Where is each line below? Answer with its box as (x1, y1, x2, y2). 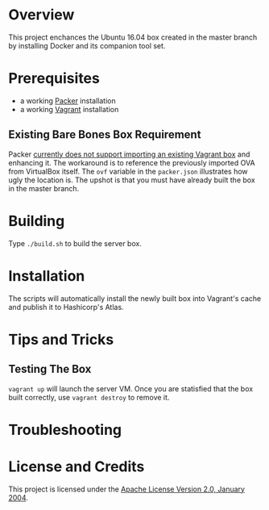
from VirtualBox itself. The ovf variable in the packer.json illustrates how (8, 166, 248, 176)
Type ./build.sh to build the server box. (8, 238, 143, 248)
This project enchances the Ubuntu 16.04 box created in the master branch (8, 32, 258, 42)
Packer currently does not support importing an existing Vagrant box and (8, 149, 250, 159)
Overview (8, 6, 75, 24)
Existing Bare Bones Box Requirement (8, 127, 201, 142)
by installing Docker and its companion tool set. (8, 40, 166, 50)
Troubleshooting (8, 420, 122, 439)
